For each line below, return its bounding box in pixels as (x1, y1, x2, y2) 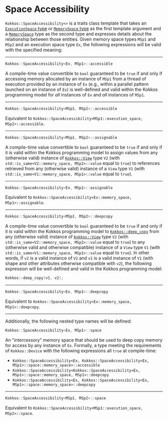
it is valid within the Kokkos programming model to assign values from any (5, 149, 158, 155)
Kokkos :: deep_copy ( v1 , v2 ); (5, 275, 64, 281)
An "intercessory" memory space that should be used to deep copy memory (5, 337, 162, 343)
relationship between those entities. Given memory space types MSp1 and (5, 36, 156, 42)
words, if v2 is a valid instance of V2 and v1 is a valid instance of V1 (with (5, 255, 153, 261)
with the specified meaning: (5, 47, 62, 53)
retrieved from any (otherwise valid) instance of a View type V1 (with (5, 165, 145, 171)
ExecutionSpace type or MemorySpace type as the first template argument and (5, 25, 161, 31)
